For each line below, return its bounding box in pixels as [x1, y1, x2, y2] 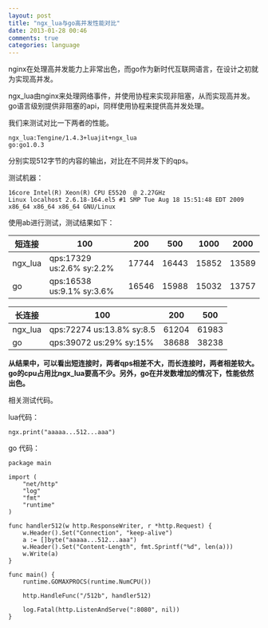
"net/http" [22, 480, 59, 488]
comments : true [8, 34, 59, 42]
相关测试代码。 [8, 396, 57, 405]
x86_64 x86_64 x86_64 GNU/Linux [8, 203, 116, 211]
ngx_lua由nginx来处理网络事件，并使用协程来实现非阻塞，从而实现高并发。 [8, 91, 255, 101]
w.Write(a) [22, 550, 59, 559]
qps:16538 [49, 276, 92, 287]
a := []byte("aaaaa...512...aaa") [22, 536, 137, 544]
